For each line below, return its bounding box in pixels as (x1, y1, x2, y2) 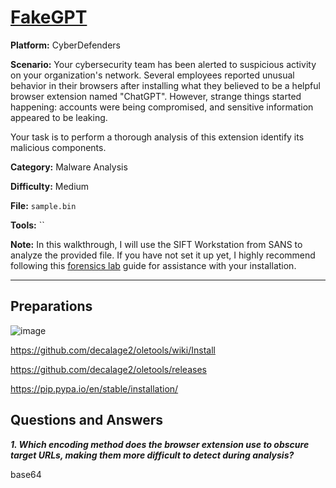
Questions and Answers (10, 412, 164, 429)
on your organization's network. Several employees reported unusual (10, 69, 295, 81)
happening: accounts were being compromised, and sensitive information (10, 101, 314, 113)
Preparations (10, 298, 93, 315)
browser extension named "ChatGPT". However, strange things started (10, 90, 302, 102)
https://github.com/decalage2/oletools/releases (10, 363, 207, 375)
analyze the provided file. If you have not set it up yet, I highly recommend (10, 249, 316, 261)
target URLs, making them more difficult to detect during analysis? (10, 449, 295, 461)
